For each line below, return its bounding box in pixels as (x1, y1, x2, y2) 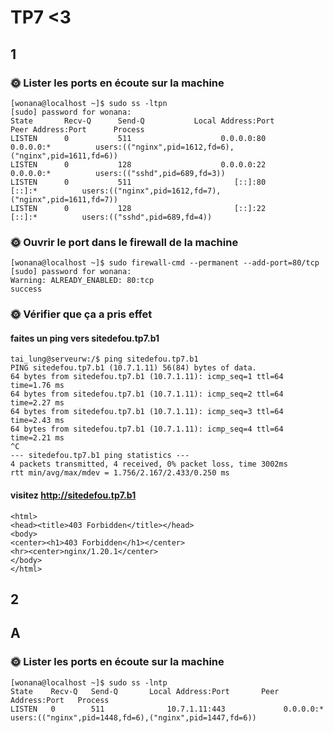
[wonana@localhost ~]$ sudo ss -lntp (10, 677, 168, 688)
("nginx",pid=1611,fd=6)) (10, 151, 118, 161)
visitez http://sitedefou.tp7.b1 (10, 489, 137, 501)
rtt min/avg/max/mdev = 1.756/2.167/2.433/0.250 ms (10, 468, 230, 478)
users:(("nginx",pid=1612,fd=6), (95, 142, 235, 152)
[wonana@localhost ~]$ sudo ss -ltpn (10, 98, 168, 108)
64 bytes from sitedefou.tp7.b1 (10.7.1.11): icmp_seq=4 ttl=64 (10, 424, 284, 435)
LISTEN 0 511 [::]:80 (10, 177, 267, 187)
